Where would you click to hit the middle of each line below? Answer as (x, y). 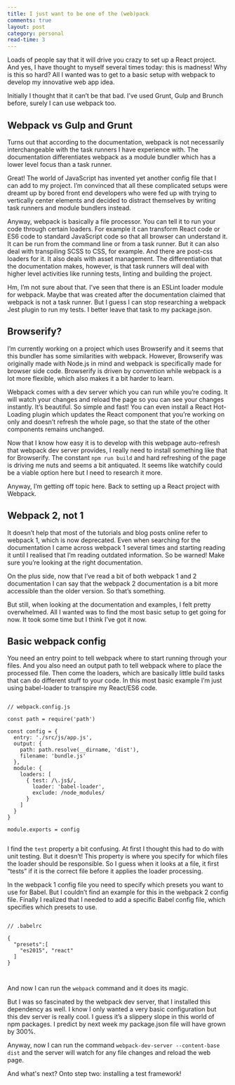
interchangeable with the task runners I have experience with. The (103, 149)
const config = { (33, 732)
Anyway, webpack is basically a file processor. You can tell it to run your (112, 221)
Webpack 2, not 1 (46, 516)
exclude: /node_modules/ (69, 793)
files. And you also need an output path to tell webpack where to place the (115, 666)
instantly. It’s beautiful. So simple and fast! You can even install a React (109, 407)
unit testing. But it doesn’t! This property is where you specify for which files (117, 856)
